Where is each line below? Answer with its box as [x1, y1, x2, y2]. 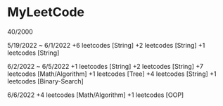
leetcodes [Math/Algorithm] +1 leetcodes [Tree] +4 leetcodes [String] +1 [7, 69, 217, 78]
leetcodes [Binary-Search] [7, 77, 84, 85]
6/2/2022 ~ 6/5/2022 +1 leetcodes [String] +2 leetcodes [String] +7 [7, 62, 204, 70]
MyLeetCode [7, 4, 84, 20]
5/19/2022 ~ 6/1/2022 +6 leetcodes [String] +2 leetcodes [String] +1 [7, 41, 205, 49]
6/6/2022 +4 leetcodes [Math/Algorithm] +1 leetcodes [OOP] [7, 91, 184, 99]
